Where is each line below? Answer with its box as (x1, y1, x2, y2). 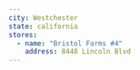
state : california (8, 22, 78, 31)
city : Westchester (8, 13, 78, 23)
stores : (8, 30, 38, 39)
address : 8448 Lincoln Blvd (25, 47, 131, 56)
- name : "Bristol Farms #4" (16, 38, 124, 48)
